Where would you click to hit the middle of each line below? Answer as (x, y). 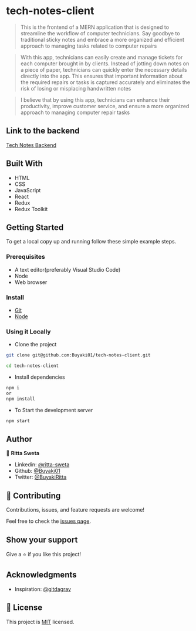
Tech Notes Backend (31, 145)
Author (19, 439)
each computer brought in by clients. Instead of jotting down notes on (105, 64)
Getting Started (35, 227)
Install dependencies (40, 377)
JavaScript (28, 190)
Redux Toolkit (31, 209)
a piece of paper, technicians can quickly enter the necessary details (104, 69)
